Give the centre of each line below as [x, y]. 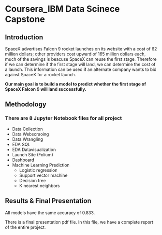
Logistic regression [38, 170]
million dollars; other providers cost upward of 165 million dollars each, [75, 54]
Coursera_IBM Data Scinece [62, 9]
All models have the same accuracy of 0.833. [50, 213]
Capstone [25, 19]
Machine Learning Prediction [41, 165]
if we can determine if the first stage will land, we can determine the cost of [80, 64]
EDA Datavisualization [34, 150]
